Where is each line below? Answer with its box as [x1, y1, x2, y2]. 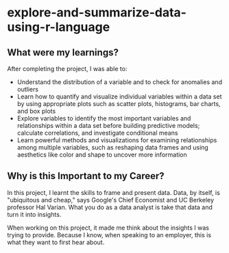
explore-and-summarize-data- [7, 5, 187, 21]
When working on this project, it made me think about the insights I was [7, 224, 209, 232]
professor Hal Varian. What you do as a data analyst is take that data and [7, 203, 213, 211]
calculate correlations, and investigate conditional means [16, 129, 178, 137]
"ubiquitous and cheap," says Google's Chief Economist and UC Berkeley [7, 196, 215, 204]
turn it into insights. [7, 210, 62, 218]
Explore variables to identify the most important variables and [16, 114, 191, 122]
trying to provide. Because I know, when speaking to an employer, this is [7, 230, 211, 239]
